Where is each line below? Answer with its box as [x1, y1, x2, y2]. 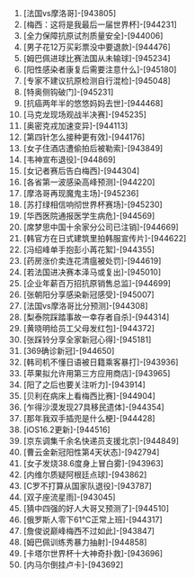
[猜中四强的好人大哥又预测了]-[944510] [22, 503, 170, 513]
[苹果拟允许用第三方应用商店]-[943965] [22, 368, 171, 378]
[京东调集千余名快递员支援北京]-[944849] [22, 436, 179, 446]
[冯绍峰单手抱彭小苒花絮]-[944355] [22, 244, 155, 255]
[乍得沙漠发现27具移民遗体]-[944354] [22, 402, 164, 412]
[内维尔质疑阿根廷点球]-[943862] [22, 469, 147, 480]
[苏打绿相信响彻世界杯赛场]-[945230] [22, 199, 163, 210]
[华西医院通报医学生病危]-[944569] [22, 211, 155, 221]
